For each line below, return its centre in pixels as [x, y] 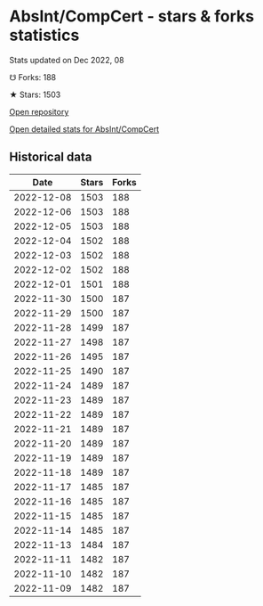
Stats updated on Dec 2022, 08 [67, 60]
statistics [44, 35]
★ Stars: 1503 [35, 94]
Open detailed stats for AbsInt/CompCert [84, 129]
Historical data [51, 157]
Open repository [39, 111]
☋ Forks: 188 [33, 77]
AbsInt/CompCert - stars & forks [132, 16]
